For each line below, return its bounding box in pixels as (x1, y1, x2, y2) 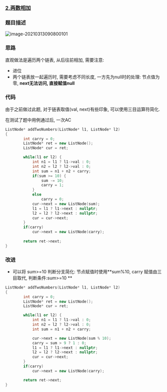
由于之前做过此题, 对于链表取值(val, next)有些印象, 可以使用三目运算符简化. (5, 106, 160, 112)
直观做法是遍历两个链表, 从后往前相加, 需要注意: (5, 57, 104, 63)
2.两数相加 (5, 4, 31, 11)
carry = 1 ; (41, 182, 64, 188)
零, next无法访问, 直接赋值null (12, 80, 75, 86)
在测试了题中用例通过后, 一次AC (5, 117, 71, 123)
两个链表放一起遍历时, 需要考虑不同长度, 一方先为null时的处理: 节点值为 (12, 74, 160, 80)
